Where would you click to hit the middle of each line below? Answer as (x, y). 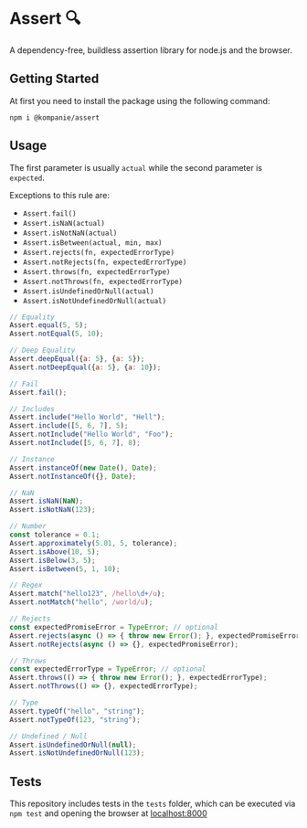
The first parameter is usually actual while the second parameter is (136, 167)
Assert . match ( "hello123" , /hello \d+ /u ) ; (88, 594)
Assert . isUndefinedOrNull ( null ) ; (73, 745)
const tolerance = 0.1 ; (55, 535)
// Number (28, 526)
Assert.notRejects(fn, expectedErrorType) (105, 262)
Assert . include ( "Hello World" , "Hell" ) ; (88, 418)
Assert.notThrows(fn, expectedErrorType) (102, 281)
